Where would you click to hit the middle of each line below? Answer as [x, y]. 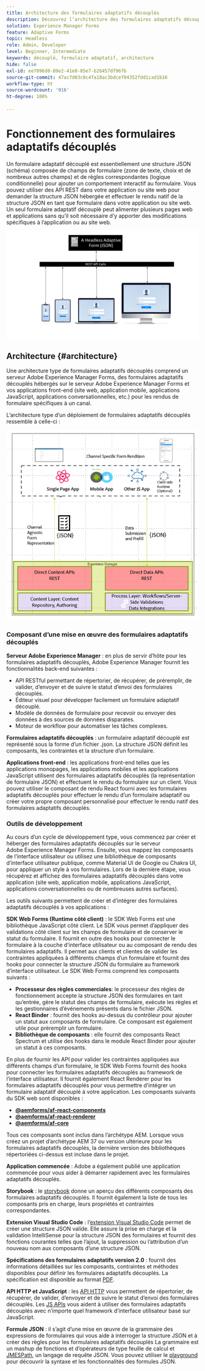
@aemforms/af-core [42, 1123]
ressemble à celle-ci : [34, 422]
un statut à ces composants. [51, 1047]
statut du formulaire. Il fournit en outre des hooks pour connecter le [91, 939]
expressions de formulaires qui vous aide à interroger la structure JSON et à [102, 1336]
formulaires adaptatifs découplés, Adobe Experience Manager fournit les [98, 662]
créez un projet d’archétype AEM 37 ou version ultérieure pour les [89, 1141]
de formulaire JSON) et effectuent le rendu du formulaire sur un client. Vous [102, 782]
